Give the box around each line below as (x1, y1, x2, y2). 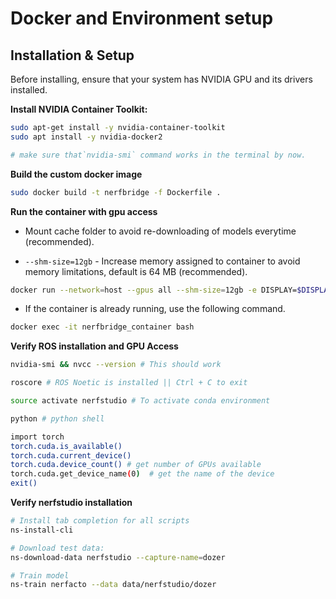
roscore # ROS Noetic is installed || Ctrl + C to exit (10, 378, 248, 388)
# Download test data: (10, 543, 105, 553)
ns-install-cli (10, 525, 74, 535)
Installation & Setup (10, 47, 135, 64)
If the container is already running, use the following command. (24, 303, 286, 315)
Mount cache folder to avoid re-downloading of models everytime (24, 225, 297, 237)
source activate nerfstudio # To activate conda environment (10, 396, 271, 406)
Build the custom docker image (10, 168, 143, 180)
